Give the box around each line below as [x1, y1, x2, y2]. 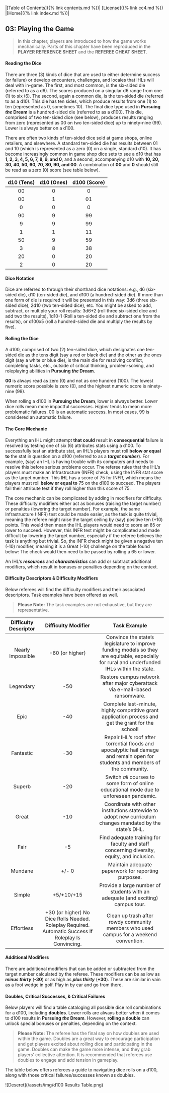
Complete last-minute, [103, 700, 157, 708]
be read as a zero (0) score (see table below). [5, 167, 100, 173]
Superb [13, 783, 31, 790]
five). [5, 324, 16, 330]
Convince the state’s [106, 633, 154, 640]
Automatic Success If [42, 928, 93, 935]
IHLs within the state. [105, 665, 155, 672]
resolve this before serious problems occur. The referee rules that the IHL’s [5, 464, 160, 470]
